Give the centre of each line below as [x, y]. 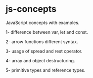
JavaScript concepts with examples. [43, 23]
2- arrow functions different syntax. [42, 41]
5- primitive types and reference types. [46, 70]
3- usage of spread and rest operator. [44, 51]
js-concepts [31, 9]
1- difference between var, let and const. [47, 32]
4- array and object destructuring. [40, 60]
